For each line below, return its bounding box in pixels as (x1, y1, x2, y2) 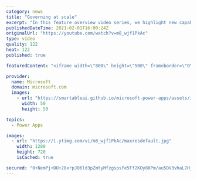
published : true (6, 52, 46, 58)
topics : (6, 117, 25, 123)
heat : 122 (6, 47, 30, 53)
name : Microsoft (11, 79, 51, 85)
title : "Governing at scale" (6, 14, 77, 20)
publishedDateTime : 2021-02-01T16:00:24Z (6, 25, 109, 31)
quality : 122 (6, 42, 38, 47)
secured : (6, 165, 28, 171)
